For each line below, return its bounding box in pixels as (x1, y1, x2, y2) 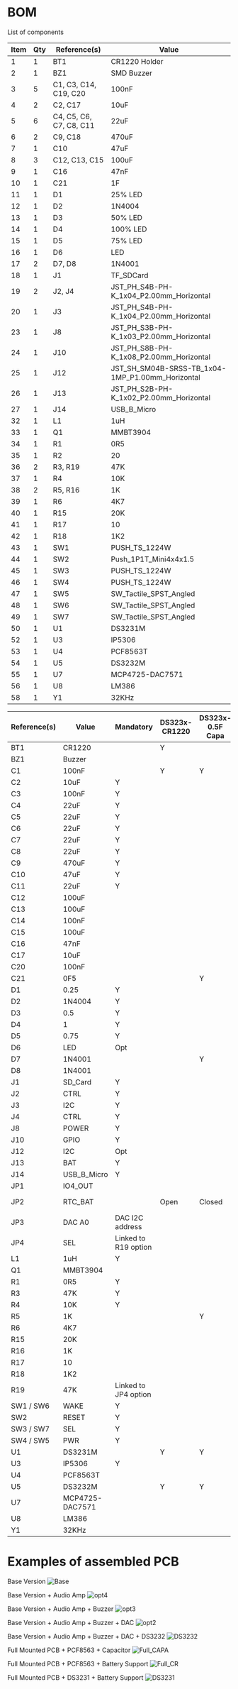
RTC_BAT (62, 1196, 94, 1206)
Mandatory (115, 722, 154, 732)
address (115, 1221, 142, 1231)
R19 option (115, 1242, 152, 1252)
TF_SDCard (110, 270, 149, 280)
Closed (199, 1196, 223, 1206)
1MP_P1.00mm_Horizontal (110, 372, 200, 382)
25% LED (110, 189, 143, 199)
